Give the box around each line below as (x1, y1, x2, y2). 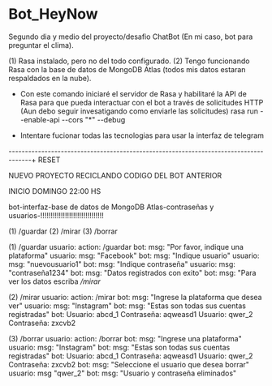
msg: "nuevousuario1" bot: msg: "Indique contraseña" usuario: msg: (8, 259, 235, 268)
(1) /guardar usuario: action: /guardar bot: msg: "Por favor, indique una (8, 242, 244, 251)
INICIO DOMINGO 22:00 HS (8, 186, 101, 195)
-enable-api (19, 114, 60, 124)
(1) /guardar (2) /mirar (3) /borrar (8, 226, 118, 236)
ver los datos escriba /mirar (8, 277, 101, 286)
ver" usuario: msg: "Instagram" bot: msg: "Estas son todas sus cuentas (8, 301, 246, 311)
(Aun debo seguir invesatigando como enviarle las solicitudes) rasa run (19, 106, 258, 116)
